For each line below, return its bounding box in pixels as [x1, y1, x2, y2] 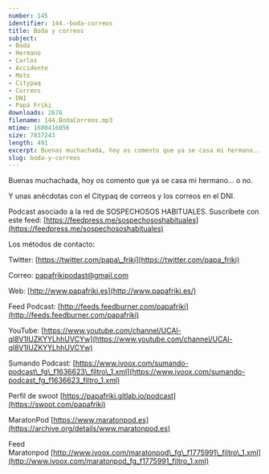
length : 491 [8, 138, 48, 147]
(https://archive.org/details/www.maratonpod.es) [8, 423, 171, 434]
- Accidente [8, 64, 48, 72]
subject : [8, 34, 38, 43]
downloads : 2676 [8, 109, 63, 117]
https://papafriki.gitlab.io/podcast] [63, 391, 177, 401]
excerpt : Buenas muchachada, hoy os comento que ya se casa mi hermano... [8, 146, 264, 154]
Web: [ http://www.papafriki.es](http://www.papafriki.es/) [8, 286, 197, 296]
